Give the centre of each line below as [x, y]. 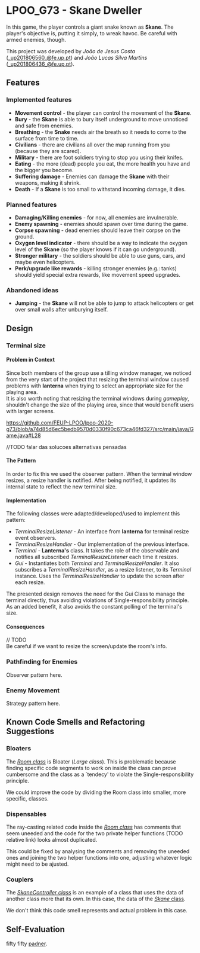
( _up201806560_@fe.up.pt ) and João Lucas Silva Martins [77, 57]
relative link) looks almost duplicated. [52, 839]
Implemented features [39, 100]
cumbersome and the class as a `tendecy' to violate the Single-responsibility [100, 774]
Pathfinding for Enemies [42, 662]
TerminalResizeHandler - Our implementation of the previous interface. [102, 544]
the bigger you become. [44, 170]
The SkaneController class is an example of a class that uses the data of [95, 893]
